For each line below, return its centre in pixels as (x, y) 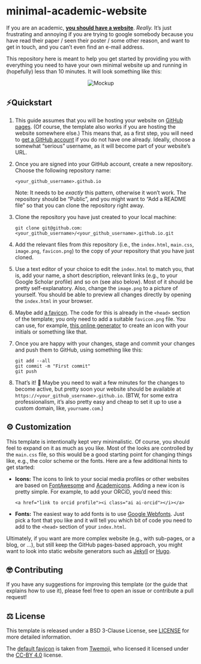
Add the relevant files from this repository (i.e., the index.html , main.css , (104, 244)
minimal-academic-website (76, 11)
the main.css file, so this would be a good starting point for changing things (99, 454)
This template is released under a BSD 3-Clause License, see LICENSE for (98, 631)
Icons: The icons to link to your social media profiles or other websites (102, 479)
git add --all (32, 361)
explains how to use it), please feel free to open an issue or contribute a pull (100, 591)
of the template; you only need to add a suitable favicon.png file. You (100, 319)
